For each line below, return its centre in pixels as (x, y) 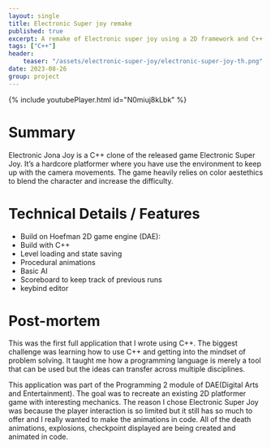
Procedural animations (58, 262)
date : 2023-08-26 (38, 69)
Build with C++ (45, 245)
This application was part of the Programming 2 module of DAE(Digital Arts (133, 385)
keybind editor (44, 288)
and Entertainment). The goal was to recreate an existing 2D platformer (127, 394)
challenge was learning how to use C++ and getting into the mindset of (127, 352)
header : (22, 54)
